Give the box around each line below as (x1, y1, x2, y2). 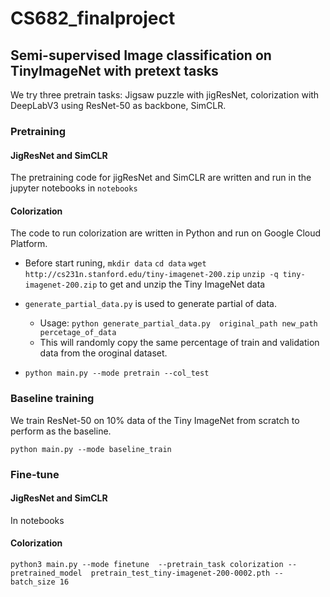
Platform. (10, 238, 48, 250)
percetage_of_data (39, 328, 117, 338)
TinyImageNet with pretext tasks (10, 62, 219, 79)
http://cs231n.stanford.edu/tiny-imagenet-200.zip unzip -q (24, 270, 279, 280)
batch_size (10, 577, 56, 587)
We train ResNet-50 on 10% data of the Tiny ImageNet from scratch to (10, 414, 300, 426)
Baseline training (10, 392, 95, 406)
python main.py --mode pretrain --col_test (24, 368, 210, 379)
